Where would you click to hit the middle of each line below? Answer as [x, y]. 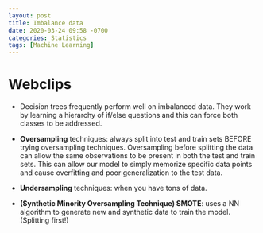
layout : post [30, 16]
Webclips [40, 85]
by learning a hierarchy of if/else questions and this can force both [129, 115]
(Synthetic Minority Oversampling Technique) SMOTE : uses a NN [130, 204]
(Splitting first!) [44, 220]
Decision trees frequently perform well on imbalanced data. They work [135, 107]
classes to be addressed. [61, 123]
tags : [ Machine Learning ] [51, 45]
